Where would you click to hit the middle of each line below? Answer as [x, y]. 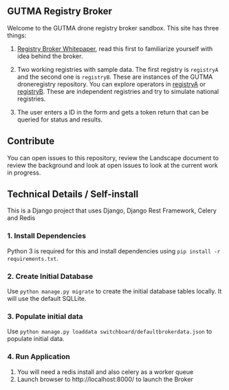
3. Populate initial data [45, 316]
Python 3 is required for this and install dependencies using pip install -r [114, 251]
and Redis [21, 218]
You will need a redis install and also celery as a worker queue [105, 371]
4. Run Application [39, 357]
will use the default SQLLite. [47, 299]
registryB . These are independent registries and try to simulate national [118, 91]
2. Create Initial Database [50, 276]
